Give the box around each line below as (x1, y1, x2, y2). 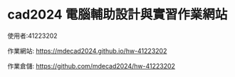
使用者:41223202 (7, 31, 58, 40)
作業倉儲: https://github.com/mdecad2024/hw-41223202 (7, 61, 176, 70)
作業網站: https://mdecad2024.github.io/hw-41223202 (7, 46, 167, 55)
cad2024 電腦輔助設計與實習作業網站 (7, 6, 228, 23)
